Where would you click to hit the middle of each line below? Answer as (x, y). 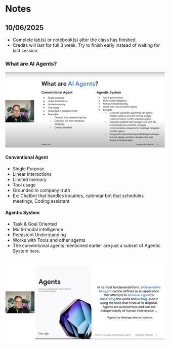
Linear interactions (32, 174)
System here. (26, 251)
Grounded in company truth (41, 190)
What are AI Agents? (31, 64)
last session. (26, 51)
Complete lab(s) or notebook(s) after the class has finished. (75, 40)
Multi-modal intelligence (38, 229)
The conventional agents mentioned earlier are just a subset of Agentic (87, 245)
